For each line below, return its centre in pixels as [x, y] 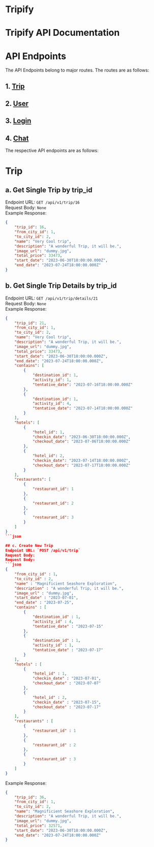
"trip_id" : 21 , [30, 323]
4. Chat [17, 138]
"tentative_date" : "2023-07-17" [68, 650]
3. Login [18, 121]
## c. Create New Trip [29, 545]
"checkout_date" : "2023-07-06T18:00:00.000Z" [81, 442]
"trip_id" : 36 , [30, 797]
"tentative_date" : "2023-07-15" [68, 626]
